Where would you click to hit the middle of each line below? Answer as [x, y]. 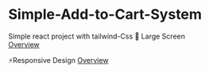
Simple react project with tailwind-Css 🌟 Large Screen [97, 36]
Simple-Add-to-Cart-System [105, 15]
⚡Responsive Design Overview [58, 60]
